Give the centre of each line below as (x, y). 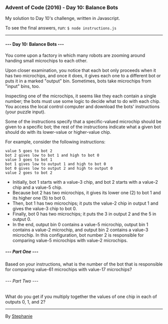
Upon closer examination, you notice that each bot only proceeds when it (81, 70)
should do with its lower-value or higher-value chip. (58, 132)
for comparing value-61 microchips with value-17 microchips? (69, 270)
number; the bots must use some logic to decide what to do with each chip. (83, 101)
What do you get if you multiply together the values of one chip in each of (81, 297)
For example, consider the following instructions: (55, 142)
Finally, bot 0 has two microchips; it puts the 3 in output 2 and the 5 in (84, 214)
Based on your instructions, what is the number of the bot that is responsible (84, 264)
